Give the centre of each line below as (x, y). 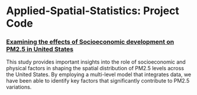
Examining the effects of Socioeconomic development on (90, 42)
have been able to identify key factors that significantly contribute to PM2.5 (98, 81)
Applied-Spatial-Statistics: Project (93, 11)
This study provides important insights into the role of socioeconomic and (96, 62)
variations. (19, 87)
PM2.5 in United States (40, 50)
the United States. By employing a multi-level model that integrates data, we (99, 74)
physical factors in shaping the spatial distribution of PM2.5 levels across (95, 68)
